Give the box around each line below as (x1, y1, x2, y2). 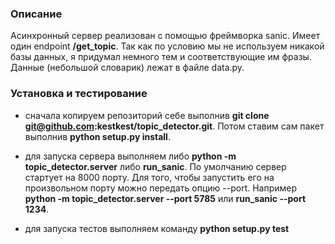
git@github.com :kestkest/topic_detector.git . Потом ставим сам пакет (24, 120, 325, 132)
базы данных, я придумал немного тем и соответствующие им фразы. (10, 51, 312, 63)
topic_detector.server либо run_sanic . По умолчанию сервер (24, 160, 287, 172)
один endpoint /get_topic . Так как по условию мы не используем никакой (10, 40, 325, 52)
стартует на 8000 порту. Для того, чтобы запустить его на (24, 171, 275, 183)
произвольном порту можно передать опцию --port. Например (24, 182, 298, 194)
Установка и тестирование (10, 87, 148, 101)
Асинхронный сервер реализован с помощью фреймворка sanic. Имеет (10, 30, 321, 42)
